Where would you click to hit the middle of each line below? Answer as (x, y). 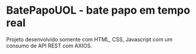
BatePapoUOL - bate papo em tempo (98, 10)
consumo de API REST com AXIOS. (49, 46)
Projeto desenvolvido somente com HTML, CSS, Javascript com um (89, 39)
